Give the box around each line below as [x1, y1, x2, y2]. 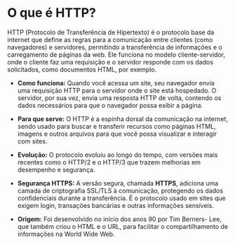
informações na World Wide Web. [17, 230, 115, 238]
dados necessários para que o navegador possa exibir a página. [17, 101, 203, 109]
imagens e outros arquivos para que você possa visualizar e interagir [17, 129, 217, 138]
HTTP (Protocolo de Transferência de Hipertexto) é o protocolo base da [7, 28, 215, 36]
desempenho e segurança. [17, 165, 95, 174]
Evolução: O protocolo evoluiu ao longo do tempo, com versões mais [17, 150, 218, 159]
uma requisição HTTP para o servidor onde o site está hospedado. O [17, 86, 217, 94]
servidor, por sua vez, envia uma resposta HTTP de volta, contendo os [17, 93, 222, 102]
